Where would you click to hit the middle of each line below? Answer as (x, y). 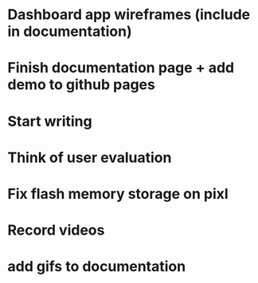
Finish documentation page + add (121, 68)
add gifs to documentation (97, 267)
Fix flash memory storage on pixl (118, 194)
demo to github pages (82, 85)
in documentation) (70, 31)
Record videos (56, 230)
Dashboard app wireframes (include (129, 15)
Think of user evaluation (90, 157)
